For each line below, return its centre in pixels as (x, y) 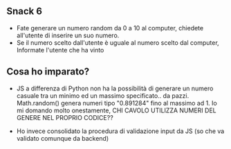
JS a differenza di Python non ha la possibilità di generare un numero (115, 88)
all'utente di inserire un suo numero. (68, 35)
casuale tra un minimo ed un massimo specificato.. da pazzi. (103, 95)
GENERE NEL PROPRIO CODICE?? (65, 117)
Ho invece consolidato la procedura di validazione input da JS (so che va (120, 131)
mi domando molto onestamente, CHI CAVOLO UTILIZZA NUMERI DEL (116, 110)
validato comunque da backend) (63, 138)
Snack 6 (25, 11)
